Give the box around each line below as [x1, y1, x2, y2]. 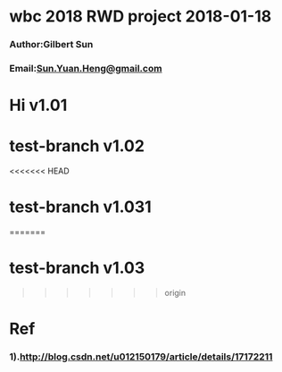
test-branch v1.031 [9, 197, 152, 217]
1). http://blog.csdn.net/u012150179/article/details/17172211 [9, 351, 273, 363]
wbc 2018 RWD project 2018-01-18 [9, 6, 272, 27]
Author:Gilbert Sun [9, 38, 94, 51]
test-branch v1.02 [9, 136, 145, 156]
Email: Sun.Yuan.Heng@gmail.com [9, 63, 162, 75]
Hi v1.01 [9, 96, 68, 115]
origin [164, 288, 187, 299]
